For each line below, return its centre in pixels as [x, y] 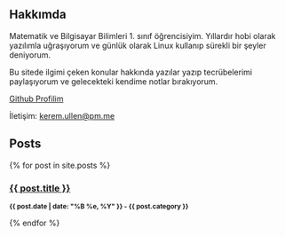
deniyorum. [30, 55]
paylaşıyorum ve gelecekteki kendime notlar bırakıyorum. [114, 81]
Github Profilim [36, 98]
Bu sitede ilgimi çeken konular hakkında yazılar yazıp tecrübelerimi [131, 72]
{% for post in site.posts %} [60, 165]
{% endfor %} [35, 223]
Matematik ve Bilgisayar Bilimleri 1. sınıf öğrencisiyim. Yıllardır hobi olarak [142, 35]
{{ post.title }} [40, 188]
